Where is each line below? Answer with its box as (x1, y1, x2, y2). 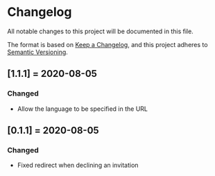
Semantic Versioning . (7, 48, 68, 56)
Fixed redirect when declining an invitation (17, 161, 139, 170)
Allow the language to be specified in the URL (17, 105, 148, 113)
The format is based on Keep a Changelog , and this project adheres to (7, 40, 208, 49)
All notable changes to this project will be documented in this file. (7, 27, 194, 35)
